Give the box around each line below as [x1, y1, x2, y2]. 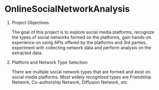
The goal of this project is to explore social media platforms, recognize [11, 29, 155, 35]
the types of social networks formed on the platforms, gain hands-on [11, 34, 152, 40]
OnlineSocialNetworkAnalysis [4, 3, 130, 15]
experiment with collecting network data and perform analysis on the [11, 45, 152, 50]
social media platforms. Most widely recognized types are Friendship [11, 74, 152, 80]
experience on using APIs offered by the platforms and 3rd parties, [11, 39, 147, 45]
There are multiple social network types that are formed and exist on [11, 68, 151, 74]
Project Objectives [11, 20, 50, 25]
